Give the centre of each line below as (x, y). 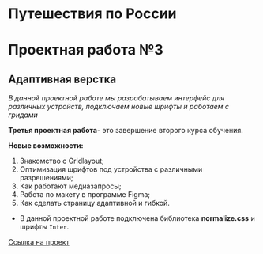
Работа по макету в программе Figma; (85, 195)
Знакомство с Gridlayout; (62, 161)
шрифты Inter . (44, 227)
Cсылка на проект (39, 242)
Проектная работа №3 (86, 50)
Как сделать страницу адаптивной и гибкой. (94, 203)
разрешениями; (46, 178)
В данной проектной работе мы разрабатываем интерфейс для (116, 98)
